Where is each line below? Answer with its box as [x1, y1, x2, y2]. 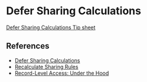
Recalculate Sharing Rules [14, 63, 79, 70]
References [6, 41, 50, 51]
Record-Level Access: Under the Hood [14, 70, 109, 77]
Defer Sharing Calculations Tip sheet [6, 24, 96, 31]
